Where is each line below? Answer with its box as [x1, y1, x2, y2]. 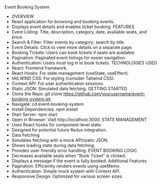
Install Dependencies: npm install [11, 106, 78, 112]
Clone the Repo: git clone [11, 91, 63, 97]
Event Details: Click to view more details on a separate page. [11, 45, 133, 50]
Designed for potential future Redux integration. [11, 127, 107, 133]
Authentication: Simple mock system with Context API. [11, 168, 121, 174]
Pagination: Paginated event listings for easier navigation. [11, 55, 127, 60]
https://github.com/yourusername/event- [63, 91, 146, 97]
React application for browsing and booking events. [11, 19, 115, 24]
